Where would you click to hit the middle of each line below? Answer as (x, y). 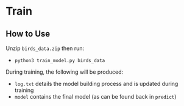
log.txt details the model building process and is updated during (96, 84)
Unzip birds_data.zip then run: (45, 48)
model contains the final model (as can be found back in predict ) (95, 97)
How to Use (28, 34)
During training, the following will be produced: (65, 72)
